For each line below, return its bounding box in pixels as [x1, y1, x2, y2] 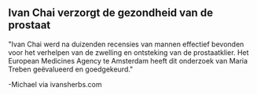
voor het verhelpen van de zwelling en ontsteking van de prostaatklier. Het [8, 47, 249, 57]
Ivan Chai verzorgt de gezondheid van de [8, 6, 214, 20]
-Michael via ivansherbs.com [8, 79, 102, 89]
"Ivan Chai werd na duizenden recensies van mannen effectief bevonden [8, 39, 244, 49]
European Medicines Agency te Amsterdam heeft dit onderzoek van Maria [8, 56, 248, 65]
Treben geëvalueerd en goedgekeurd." [8, 64, 134, 74]
